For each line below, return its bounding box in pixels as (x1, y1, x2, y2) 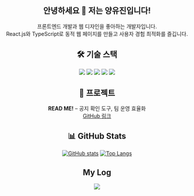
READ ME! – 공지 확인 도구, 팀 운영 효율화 (48, 105, 146, 112)
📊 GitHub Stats (68, 131, 126, 141)
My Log (83, 167, 111, 177)
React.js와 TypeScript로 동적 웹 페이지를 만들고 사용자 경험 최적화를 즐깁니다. (6, 30, 188, 37)
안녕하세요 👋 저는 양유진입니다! (43, 5, 151, 16)
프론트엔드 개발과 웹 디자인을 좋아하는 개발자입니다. (37, 23, 157, 30)
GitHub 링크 (83, 113, 111, 120)
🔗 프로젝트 (78, 88, 116, 98)
